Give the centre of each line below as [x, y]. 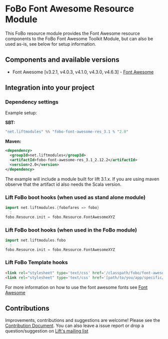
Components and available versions [62, 60]
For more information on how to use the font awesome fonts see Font [76, 287]
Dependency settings [32, 102]
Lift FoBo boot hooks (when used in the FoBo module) [71, 230]
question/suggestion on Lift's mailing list [47, 331]
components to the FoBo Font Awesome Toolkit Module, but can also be [79, 39]
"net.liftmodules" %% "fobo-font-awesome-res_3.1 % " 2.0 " [67, 132]
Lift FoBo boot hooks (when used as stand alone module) [75, 197]
